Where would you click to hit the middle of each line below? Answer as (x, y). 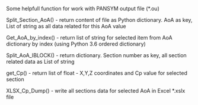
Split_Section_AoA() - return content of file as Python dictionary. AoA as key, (99, 20)
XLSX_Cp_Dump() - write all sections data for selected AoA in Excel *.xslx (96, 91)
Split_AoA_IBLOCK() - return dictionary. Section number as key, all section (96, 55)
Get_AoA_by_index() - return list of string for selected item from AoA (90, 37)
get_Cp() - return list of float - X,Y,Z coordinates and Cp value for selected (97, 73)
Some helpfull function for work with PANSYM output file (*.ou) (83, 9)
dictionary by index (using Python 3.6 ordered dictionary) (76, 44)
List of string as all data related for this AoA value (66, 26)
